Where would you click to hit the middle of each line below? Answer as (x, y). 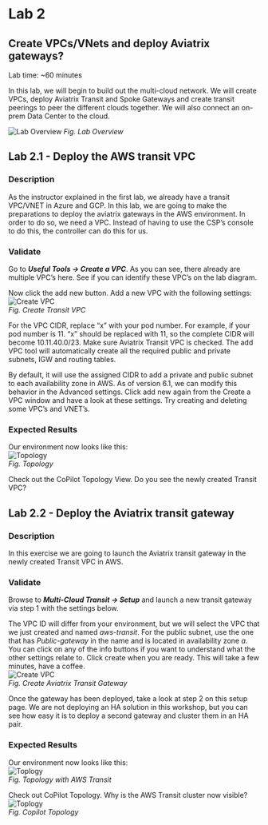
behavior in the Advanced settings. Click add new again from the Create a (130, 392)
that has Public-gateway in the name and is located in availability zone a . (128, 641)
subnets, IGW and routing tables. (62, 359)
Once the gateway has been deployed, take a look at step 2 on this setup (128, 699)
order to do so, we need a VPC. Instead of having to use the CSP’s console (131, 222)
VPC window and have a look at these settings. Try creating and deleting (128, 400)
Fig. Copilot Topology (43, 811)
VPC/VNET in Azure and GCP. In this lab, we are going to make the (118, 205)
